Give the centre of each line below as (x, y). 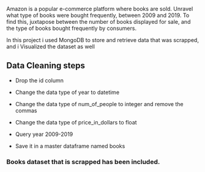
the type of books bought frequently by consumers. (71, 28)
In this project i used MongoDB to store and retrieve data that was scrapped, (102, 40)
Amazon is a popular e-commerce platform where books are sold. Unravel (100, 9)
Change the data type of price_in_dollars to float (76, 122)
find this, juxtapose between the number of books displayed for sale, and (99, 22)
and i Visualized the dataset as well (50, 46)
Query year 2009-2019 (44, 134)
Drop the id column (39, 80)
